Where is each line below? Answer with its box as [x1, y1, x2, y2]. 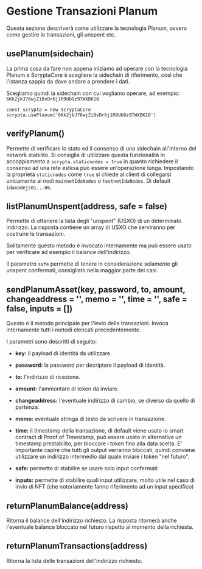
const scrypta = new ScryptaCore [6, 107, 91, 113]
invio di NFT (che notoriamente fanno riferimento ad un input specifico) [15, 483, 194, 490]
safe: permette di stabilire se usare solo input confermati [15, 465, 158, 472]
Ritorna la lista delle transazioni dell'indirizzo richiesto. [6, 557, 143, 564]
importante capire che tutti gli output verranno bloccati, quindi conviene [15, 447, 196, 454]
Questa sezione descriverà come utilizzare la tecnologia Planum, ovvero [6, 24, 187, 32]
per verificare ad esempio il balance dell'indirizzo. [6, 249, 131, 256]
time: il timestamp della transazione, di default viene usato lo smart [15, 427, 184, 434]
